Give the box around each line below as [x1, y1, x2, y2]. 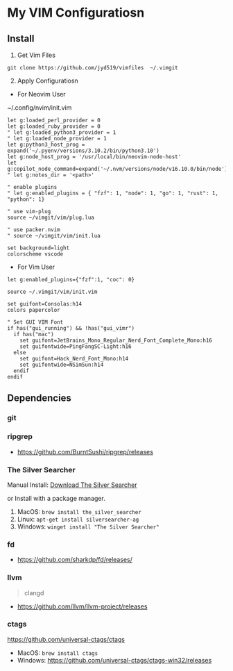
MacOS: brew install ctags [17, 648, 98, 657]
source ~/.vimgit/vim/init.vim [7, 288, 98, 295]
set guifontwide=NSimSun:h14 [19, 361, 104, 368]
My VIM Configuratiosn [7, 5, 145, 21]
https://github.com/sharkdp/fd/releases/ [17, 556, 133, 564]
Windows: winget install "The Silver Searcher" [17, 522, 159, 531]
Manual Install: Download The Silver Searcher [7, 481, 137, 489]
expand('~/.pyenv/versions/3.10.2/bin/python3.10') [7, 147, 159, 154]
